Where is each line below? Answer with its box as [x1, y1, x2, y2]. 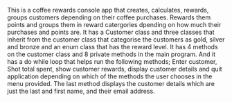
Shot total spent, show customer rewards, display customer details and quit [7, 65, 223, 73]
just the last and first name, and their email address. [7, 87, 155, 95]
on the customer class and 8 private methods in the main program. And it [7, 50, 216, 58]
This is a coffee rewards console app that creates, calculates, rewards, [7, 6, 209, 14]
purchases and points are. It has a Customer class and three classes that [7, 28, 215, 36]
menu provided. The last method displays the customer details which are [7, 80, 215, 87]
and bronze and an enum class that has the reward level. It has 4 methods [7, 43, 218, 51]
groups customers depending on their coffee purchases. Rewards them [7, 13, 211, 22]
